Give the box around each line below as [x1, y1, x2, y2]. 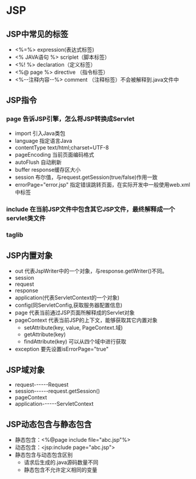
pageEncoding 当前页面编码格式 [14, 151, 94, 158]
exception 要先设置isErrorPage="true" [14, 346, 109, 353]
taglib [6, 230, 24, 239]
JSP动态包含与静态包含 [6, 419, 92, 429]
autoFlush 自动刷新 [14, 158, 62, 166]
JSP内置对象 [6, 250, 53, 261]
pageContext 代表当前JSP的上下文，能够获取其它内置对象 [14, 316, 158, 324]
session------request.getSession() [14, 388, 100, 395]
